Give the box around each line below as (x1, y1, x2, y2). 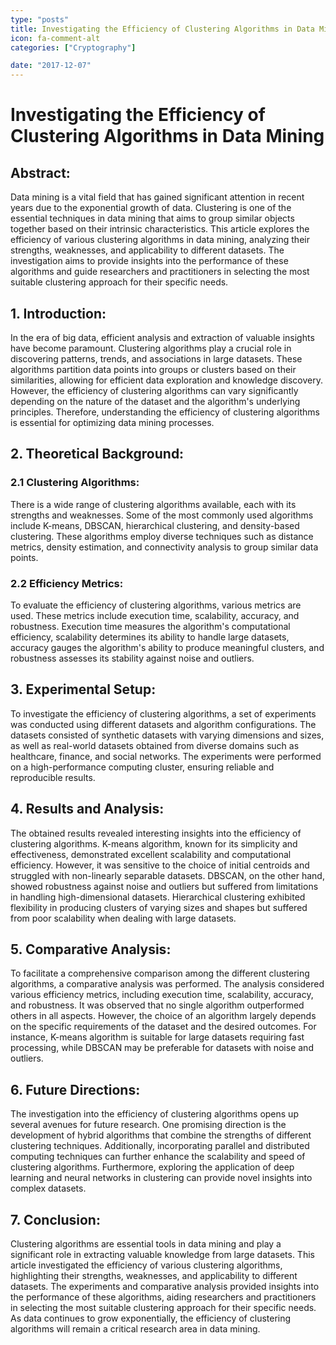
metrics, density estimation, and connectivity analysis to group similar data (10, 541, 319, 553)
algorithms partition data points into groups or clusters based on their (10, 363, 297, 375)
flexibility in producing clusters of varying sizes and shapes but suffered (10, 901, 308, 913)
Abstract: (10, 164, 71, 181)
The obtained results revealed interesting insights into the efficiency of (10, 827, 302, 839)
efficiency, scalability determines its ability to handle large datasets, (10, 631, 290, 643)
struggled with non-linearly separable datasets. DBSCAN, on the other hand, (10, 869, 325, 881)
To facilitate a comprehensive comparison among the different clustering (10, 967, 310, 980)
